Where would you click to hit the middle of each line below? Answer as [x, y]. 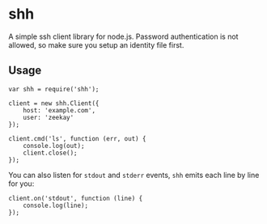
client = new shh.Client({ [54, 103]
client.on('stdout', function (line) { [76, 198]
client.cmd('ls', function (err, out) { [78, 138]
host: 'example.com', [59, 110]
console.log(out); [54, 146]
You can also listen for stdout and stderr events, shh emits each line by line [134, 175]
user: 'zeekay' [49, 117]
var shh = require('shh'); [54, 89]
